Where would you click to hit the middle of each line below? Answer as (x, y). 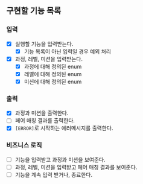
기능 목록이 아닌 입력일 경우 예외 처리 (68, 51)
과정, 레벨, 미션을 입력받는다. (49, 59)
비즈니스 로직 (24, 145)
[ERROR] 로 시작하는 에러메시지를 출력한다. (64, 128)
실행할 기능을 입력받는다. (44, 43)
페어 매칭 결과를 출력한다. (45, 121)
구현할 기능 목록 (34, 11)
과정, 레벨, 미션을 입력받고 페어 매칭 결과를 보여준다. (76, 167)
